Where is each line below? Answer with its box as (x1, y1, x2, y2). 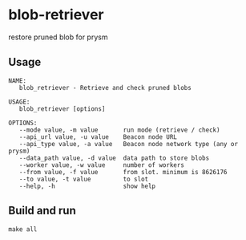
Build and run (8, 204, 76, 218)
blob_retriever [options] (18, 104, 106, 113)
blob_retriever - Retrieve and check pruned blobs (18, 83, 192, 92)
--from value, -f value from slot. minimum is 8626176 (18, 168, 228, 176)
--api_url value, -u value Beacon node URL (18, 132, 178, 141)
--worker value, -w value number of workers (18, 161, 184, 169)
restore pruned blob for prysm (8, 32, 108, 42)
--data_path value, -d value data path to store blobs (18, 154, 210, 162)
